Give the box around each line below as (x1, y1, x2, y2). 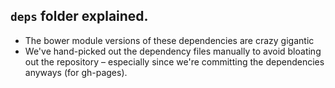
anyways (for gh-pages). (24, 66, 128, 78)
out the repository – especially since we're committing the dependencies (24, 55, 325, 68)
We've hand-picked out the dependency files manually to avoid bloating (24, 45, 322, 57)
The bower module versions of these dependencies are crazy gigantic (24, 34, 315, 46)
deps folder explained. (10, 8, 149, 25)
